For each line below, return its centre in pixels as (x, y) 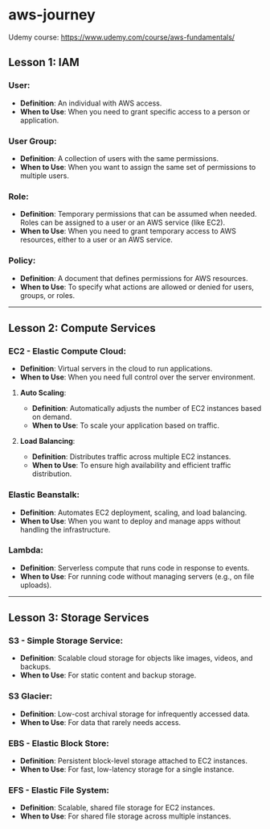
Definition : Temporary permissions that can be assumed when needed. (138, 214)
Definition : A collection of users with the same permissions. (119, 158)
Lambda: (26, 550)
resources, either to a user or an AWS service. (96, 240)
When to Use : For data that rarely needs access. (100, 722)
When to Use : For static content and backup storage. (108, 675)
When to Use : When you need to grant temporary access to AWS (128, 231)
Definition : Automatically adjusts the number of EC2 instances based (147, 408)
